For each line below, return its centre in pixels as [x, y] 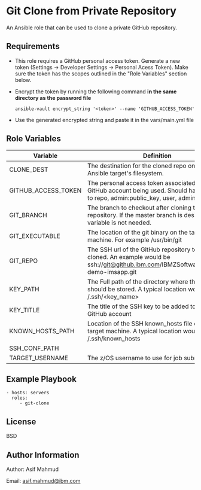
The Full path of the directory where [138, 281]
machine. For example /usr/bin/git [135, 239]
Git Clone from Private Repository [91, 11]
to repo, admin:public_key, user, [132, 197]
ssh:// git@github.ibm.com [124, 264]
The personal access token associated [141, 182]
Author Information [43, 455]
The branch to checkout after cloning [139, 208]
